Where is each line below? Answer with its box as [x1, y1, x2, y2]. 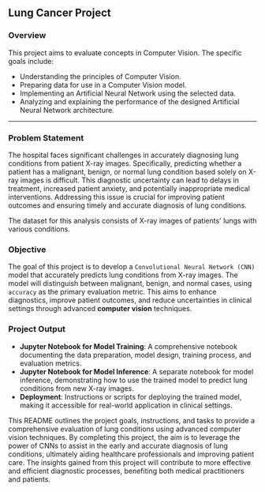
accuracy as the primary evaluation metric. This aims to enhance [8, 287, 217, 297]
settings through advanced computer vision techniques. [8, 304, 192, 314]
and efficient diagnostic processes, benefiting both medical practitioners [8, 466, 244, 475]
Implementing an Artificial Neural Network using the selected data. [19, 88, 237, 98]
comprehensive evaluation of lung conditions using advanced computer [8, 424, 242, 434]
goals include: [8, 56, 54, 66]
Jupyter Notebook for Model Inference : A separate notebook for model [19, 366, 254, 376]
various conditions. [8, 224, 71, 234]
